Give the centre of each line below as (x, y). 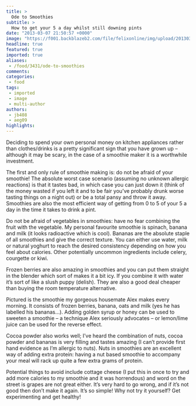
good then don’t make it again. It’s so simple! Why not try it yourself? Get (93, 390)
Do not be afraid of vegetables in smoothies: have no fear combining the (93, 221)
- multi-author (27, 104)
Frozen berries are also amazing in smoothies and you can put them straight (97, 269)
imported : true (24, 55)
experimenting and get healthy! (43, 397)
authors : (17, 109)
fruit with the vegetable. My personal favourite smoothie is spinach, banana (97, 227)
